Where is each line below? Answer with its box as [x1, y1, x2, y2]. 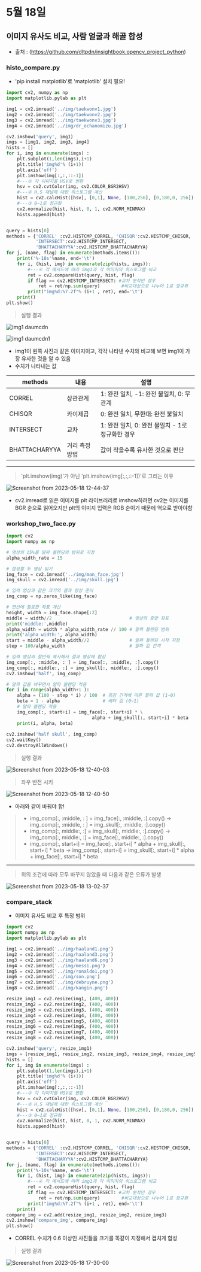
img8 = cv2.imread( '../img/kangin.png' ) [6, 985, 109, 991]
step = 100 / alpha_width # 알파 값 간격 [6, 643, 161, 649]
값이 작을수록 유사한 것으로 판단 [100, 445, 184, 454]
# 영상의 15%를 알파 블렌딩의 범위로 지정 [6, 549, 95, 555]
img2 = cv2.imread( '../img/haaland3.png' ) [6, 951, 114, 958]
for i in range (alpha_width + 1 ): [6, 687, 90, 693]
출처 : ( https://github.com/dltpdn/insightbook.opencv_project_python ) [14, 48, 187, 55]
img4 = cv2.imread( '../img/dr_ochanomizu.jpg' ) [6, 123, 127, 129]
